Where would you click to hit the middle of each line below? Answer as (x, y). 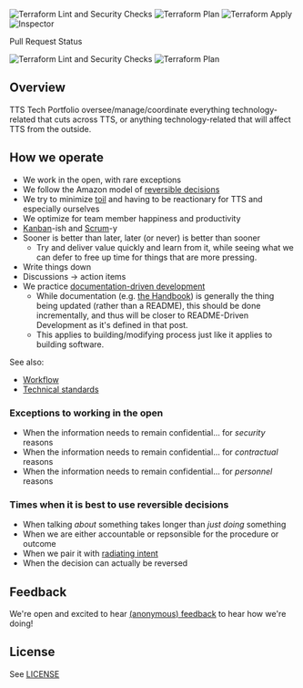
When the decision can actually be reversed (105, 563)
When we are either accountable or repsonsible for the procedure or (151, 534)
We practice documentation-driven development (114, 286)
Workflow (40, 379)
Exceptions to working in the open (86, 413)
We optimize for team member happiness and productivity (131, 218)
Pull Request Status (46, 41)
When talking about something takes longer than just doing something (154, 525)
